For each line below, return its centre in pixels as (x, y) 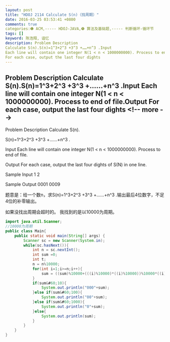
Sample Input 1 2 (23, 175)
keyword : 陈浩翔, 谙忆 (27, 39)
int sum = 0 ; (45, 255)
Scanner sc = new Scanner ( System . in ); (64, 240)
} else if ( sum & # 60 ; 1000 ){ (58, 302)
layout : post (19, 10)
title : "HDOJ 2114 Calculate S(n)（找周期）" (52, 15)
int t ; (39, 260)
